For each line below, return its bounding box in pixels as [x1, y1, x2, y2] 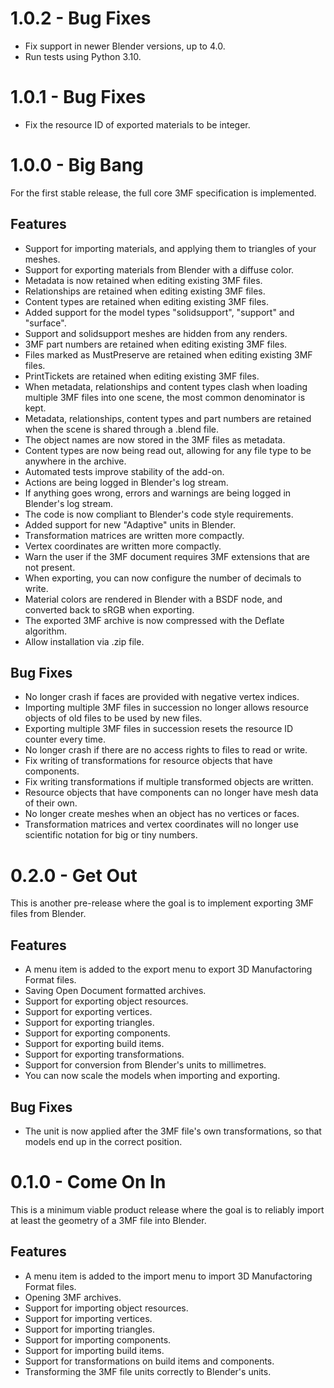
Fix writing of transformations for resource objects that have [24, 755, 273, 767]
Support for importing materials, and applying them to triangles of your [24, 242, 317, 254]
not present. [24, 561, 76, 573]
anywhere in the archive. [24, 455, 127, 467]
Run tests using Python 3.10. [24, 50, 142, 62]
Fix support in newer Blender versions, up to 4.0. [24, 40, 226, 52]
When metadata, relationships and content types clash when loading [24, 380, 308, 392]
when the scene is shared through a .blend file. [24, 423, 220, 435]
